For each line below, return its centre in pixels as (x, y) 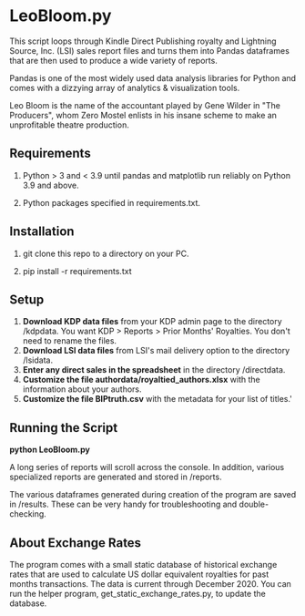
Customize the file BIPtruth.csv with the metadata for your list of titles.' (158, 399)
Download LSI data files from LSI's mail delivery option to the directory (156, 351)
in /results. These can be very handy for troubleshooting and (123, 504)
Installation (42, 232)
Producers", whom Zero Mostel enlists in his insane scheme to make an (143, 115)
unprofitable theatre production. (69, 125)
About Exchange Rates (76, 543)
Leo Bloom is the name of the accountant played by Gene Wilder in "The (145, 105)
